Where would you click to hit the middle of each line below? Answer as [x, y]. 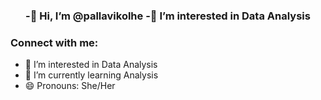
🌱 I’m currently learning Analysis [91, 75]
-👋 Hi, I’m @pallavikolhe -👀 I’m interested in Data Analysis [168, 16]
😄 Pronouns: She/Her [70, 86]
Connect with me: [54, 42]
